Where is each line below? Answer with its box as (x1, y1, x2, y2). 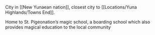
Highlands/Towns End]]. (5, 9, 55, 15)
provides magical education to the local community (5, 24, 111, 30)
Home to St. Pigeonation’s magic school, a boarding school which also (5, 19, 150, 25)
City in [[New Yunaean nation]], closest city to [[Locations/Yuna (5, 4, 137, 10)
